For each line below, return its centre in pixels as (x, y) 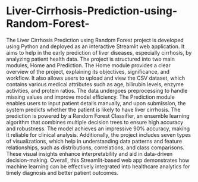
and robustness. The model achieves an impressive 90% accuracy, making (98, 128)
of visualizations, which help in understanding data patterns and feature (94, 141)
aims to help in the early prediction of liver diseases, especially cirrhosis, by (99, 52)
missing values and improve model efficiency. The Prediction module (91, 97)
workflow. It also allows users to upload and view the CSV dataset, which (96, 78)
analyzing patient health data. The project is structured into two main (91, 59)
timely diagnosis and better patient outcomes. (62, 172)
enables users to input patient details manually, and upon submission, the (96, 103)
